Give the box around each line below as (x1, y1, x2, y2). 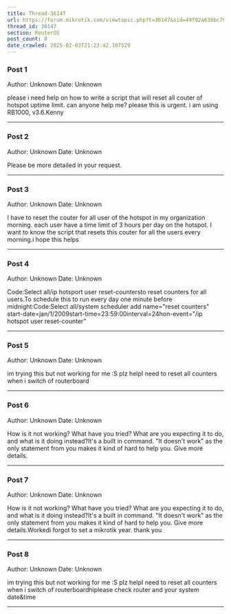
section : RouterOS (7, 29, 60, 36)
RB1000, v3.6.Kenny (7, 108, 64, 117)
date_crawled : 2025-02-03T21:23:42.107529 (7, 42, 131, 49)
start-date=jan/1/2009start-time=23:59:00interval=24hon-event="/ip (7, 310, 203, 318)
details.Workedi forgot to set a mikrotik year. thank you (7, 526, 162, 534)
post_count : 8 (7, 36, 48, 43)
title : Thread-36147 (7, 10, 67, 17)
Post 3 (7, 184, 30, 194)
